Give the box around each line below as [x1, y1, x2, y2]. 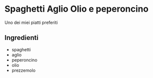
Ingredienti [4, 34, 38, 42]
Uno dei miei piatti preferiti [4, 19, 58, 25]
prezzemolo [11, 67, 36, 73]
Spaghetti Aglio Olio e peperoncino [4, 3, 149, 15]
